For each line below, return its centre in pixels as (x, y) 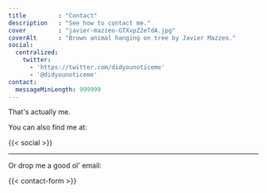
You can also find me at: (48, 127)
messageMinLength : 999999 (58, 89)
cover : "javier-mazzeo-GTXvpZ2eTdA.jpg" (92, 30)
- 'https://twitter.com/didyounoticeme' (97, 68)
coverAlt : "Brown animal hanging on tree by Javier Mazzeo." (122, 38)
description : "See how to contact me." (79, 23)
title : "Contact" (53, 15)
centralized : (37, 52)
